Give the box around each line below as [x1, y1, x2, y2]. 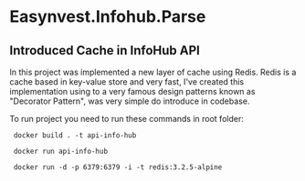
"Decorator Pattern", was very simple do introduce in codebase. [9, 96, 250, 106]
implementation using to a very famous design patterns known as [9, 86, 256, 96]
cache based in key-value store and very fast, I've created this [9, 76, 245, 87]
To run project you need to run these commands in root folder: [9, 114, 244, 124]
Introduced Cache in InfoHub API [9, 43, 201, 58]
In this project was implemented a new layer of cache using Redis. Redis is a [9, 66, 297, 77]
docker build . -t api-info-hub [13, 131, 137, 140]
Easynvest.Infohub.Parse [9, 6, 206, 27]
